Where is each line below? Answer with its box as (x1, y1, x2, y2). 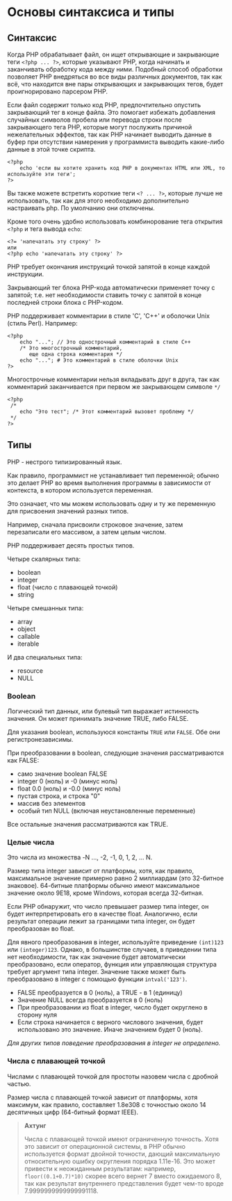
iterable (17, 639, 40, 648)
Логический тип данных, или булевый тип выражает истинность (7, 707, 199, 715)
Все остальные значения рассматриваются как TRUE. (7, 820, 169, 829)
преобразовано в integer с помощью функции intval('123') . (7, 975, 188, 983)
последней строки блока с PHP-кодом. (7, 299, 124, 306)
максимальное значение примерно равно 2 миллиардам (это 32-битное (7, 874, 224, 882)
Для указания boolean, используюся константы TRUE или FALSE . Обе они (7, 728, 220, 736)
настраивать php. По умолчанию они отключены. (7, 204, 155, 212)
